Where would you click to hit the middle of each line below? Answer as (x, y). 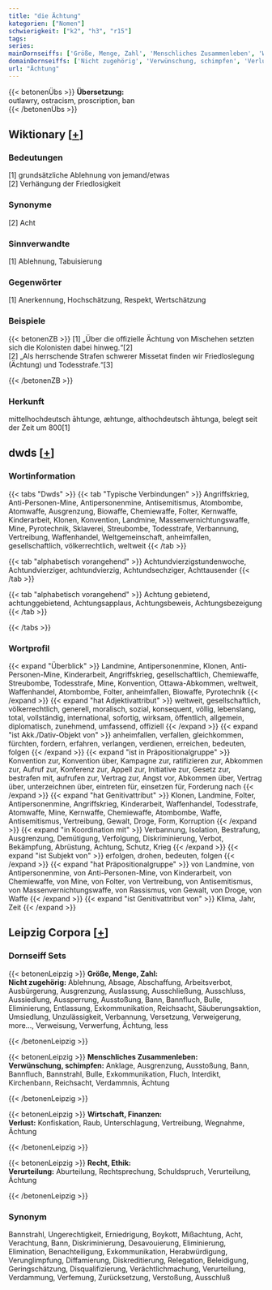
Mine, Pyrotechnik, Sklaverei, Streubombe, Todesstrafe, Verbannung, (124, 528)
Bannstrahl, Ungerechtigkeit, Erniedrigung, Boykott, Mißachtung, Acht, (126, 1234)
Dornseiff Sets (37, 956)
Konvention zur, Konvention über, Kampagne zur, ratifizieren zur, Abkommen (136, 760)
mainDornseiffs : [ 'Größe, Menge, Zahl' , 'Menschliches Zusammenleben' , (132, 54)
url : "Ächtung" (34, 69)
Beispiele (27, 321)
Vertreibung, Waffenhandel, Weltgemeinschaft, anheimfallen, (110, 537)
